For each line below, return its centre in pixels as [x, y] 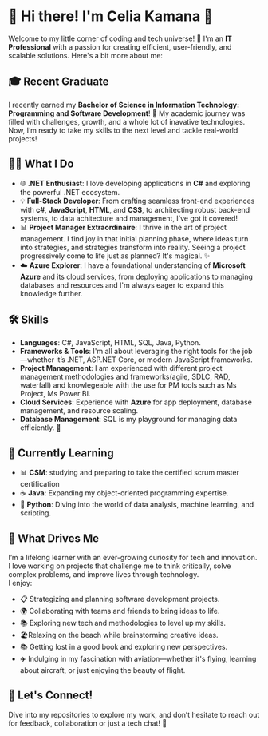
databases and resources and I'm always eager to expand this [122, 285]
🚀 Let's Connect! [51, 696]
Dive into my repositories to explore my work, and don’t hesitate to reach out [134, 714]
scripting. [35, 513]
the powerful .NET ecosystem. [70, 192]
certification [39, 484]
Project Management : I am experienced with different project [121, 368]
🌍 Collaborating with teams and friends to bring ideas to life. [120, 611]
